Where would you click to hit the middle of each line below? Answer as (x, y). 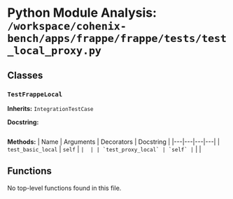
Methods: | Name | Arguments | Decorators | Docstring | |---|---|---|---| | (114, 142)
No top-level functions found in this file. (64, 188)
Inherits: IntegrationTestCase (50, 108)
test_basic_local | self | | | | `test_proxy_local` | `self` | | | (104, 149)
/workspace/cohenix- (67, 26)
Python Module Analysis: (82, 13)
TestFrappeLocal (35, 94)
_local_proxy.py (54, 51)
